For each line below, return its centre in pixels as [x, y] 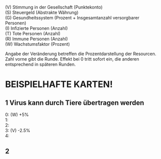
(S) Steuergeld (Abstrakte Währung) [42, 12]
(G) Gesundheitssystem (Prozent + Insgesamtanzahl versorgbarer [72, 18]
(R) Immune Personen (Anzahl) [37, 39]
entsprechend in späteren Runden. [40, 64]
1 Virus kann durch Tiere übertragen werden [75, 103]
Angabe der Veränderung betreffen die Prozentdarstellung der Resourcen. [81, 54]
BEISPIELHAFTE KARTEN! [59, 84]
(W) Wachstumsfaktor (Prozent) [38, 44]
